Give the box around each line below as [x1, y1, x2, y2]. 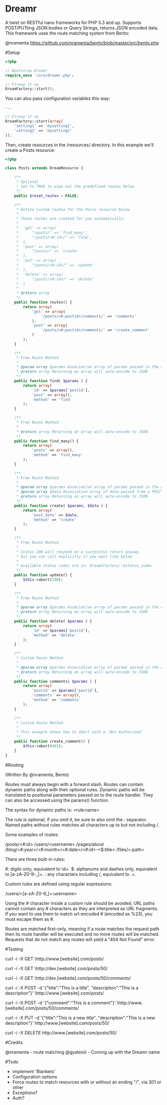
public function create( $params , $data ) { [14, 503, 108, 508]
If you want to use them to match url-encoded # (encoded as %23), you [5, 911, 153, 917]
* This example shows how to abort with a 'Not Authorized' [16, 730, 143, 735]
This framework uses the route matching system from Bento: [5, 30, 130, 36]
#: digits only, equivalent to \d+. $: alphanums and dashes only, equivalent [5, 866, 158, 872]
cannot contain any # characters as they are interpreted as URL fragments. [5, 905, 159, 911]
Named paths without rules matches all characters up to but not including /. [5, 822, 160, 828]
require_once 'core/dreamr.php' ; [5, 73, 75, 78]
